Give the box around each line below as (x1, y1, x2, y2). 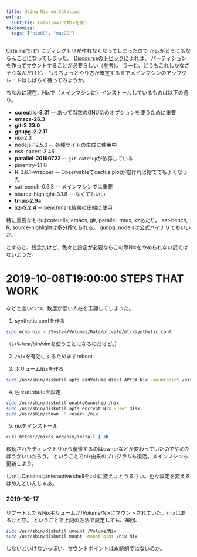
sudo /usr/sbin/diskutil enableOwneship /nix (6, 400, 119, 406)
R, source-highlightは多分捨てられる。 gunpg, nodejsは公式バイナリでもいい (6, 224, 191, 231)
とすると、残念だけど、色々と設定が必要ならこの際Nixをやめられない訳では (6, 244, 188, 251)
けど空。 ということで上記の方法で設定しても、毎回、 (11, 516, 141, 524)
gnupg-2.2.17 (14, 128, 48, 135)
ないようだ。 (6, 251, 37, 259)
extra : (6, 14, 22, 20)
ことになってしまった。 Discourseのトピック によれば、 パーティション (16, 55, 187, 62)
